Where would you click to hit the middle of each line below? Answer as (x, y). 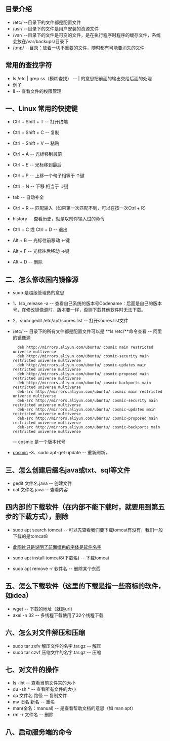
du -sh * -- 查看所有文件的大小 (45, 689)
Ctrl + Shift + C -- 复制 (36, 132)
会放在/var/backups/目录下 (40, 41)
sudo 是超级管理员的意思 (38, 293)
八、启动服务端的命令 (38, 732)
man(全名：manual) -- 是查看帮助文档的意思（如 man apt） (74, 708)
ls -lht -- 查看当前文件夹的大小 (44, 683)
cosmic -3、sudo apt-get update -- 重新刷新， (61, 453)
